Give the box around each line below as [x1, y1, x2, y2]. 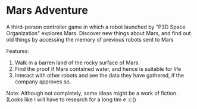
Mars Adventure [6, 4, 88, 17]
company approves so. [14, 78, 71, 85]
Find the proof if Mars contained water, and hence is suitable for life [14, 65, 182, 72]
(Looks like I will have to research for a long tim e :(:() [6, 96, 137, 103]
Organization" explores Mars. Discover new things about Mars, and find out [6, 29, 192, 36]
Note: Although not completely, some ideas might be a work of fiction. [6, 89, 178, 96]
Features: [6, 47, 30, 54]
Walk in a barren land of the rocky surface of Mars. [14, 59, 140, 66]
